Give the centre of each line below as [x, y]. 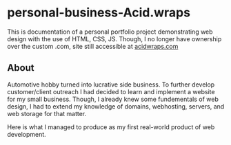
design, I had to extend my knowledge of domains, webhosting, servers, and [116, 106]
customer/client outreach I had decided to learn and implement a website [111, 91]
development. [27, 134]
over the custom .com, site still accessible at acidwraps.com [93, 46]
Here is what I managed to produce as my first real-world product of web [111, 127]
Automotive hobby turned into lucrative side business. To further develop [111, 85]
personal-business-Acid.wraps [99, 13]
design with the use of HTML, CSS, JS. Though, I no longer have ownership [114, 38]
